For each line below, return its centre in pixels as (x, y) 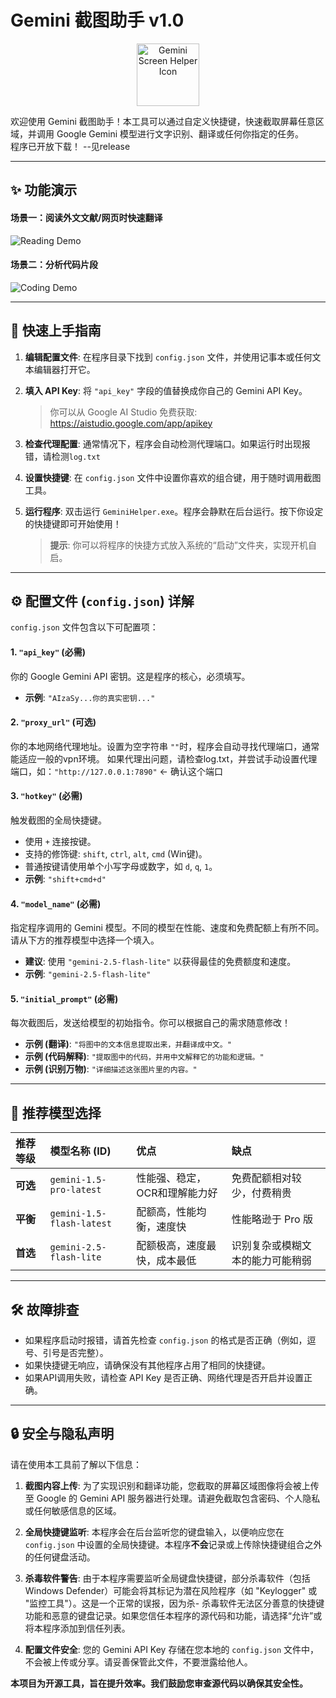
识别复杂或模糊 (266, 1246)
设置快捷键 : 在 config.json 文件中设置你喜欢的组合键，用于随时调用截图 (173, 477)
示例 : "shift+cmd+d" (65, 878)
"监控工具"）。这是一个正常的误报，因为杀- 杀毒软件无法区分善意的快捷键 (174, 1603)
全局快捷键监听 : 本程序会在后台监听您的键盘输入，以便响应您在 (154, 1532)
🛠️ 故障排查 (45, 1309)
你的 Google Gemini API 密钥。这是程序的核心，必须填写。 (130, 676)
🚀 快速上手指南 (56, 331)
